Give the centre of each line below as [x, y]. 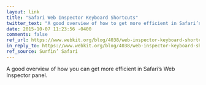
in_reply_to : [23, 46]
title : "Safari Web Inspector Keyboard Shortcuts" [72, 18]
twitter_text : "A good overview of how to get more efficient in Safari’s [104, 23]
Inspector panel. [27, 75]
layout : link [23, 12]
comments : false [27, 35]
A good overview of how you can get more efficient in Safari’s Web [91, 69]
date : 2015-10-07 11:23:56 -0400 [49, 29]
